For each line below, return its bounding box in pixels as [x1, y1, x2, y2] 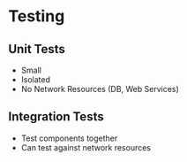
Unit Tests [8, 42, 65, 57]
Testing [8, 6, 65, 27]
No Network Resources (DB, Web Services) [20, 84, 180, 94]
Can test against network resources [20, 142, 152, 152]
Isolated [20, 74, 50, 85]
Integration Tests [8, 109, 104, 125]
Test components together [20, 133, 118, 143]
